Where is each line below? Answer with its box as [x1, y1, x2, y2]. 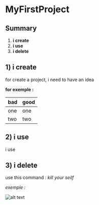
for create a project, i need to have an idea [5, 76, 94, 83]
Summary [5, 24, 37, 33]
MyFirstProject [5, 4, 70, 15]
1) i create [5, 63, 37, 72]
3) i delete [5, 161, 38, 170]
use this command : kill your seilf [5, 174, 74, 181]
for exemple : [5, 86, 34, 92]
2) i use [5, 133, 29, 141]
